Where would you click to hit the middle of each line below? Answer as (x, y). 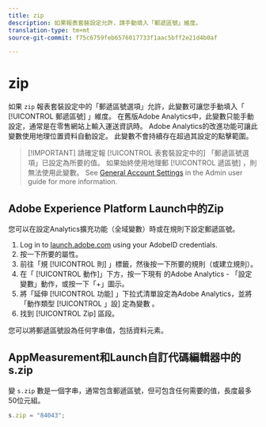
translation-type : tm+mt (49, 30)
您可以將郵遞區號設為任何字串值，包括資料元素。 (88, 330)
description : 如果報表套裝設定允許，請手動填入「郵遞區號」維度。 (105, 23)
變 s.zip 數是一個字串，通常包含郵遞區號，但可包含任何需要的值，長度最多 (130, 390)
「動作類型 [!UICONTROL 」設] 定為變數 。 (89, 304)
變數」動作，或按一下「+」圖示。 (74, 284)
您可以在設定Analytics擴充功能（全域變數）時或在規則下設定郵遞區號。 (124, 229)
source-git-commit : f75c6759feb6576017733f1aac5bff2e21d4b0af (113, 38)
